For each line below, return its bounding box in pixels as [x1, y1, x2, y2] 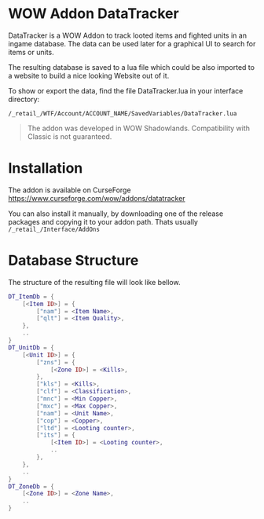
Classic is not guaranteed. [27, 131, 112, 141]
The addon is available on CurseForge [8, 185, 131, 195]
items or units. [8, 47, 54, 57]
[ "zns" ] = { [36, 358, 76, 366]
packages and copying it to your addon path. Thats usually [8, 217, 199, 226]
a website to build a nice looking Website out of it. [8, 71, 170, 80]
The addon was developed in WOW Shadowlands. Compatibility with [27, 123, 250, 133]
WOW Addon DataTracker [8, 5, 179, 23]
